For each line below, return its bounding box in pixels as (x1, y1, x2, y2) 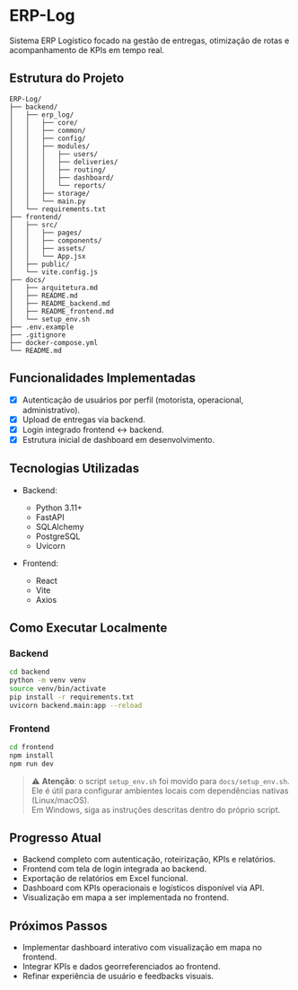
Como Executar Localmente (9, 621, 168, 636)
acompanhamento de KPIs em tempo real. (9, 44, 164, 55)
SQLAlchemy (35, 521, 84, 532)
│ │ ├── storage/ (9, 189, 91, 198)
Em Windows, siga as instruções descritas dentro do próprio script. (31, 804, 281, 815)
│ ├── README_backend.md (9, 298, 110, 308)
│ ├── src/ (9, 220, 58, 229)
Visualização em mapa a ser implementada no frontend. (22, 892, 229, 903)
